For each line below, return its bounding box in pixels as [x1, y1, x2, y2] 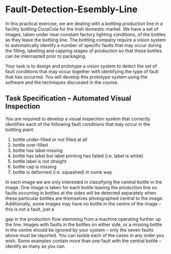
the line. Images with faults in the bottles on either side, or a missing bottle [5, 221, 162, 227]
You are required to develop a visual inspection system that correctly [5, 116, 151, 122]
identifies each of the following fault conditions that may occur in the [5, 121, 151, 127]
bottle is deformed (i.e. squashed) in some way [12, 169, 113, 175]
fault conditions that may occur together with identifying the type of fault [5, 68, 159, 75]
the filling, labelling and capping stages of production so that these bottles [5, 48, 162, 54]
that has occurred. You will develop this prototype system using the [5, 74, 147, 80]
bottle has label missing [12, 147, 63, 153]
